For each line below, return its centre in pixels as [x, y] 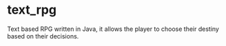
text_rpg [32, 10]
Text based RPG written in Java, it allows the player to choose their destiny [113, 29]
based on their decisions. [43, 36]
